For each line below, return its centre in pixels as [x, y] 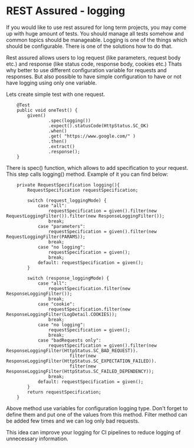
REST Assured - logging [66, 11]
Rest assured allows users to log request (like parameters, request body [93, 57]
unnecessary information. [37, 439]
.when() [57, 131]
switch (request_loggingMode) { [67, 200]
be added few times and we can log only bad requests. [73, 421]
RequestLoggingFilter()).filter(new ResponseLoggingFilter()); [86, 216]
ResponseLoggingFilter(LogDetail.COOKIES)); [62, 314]
